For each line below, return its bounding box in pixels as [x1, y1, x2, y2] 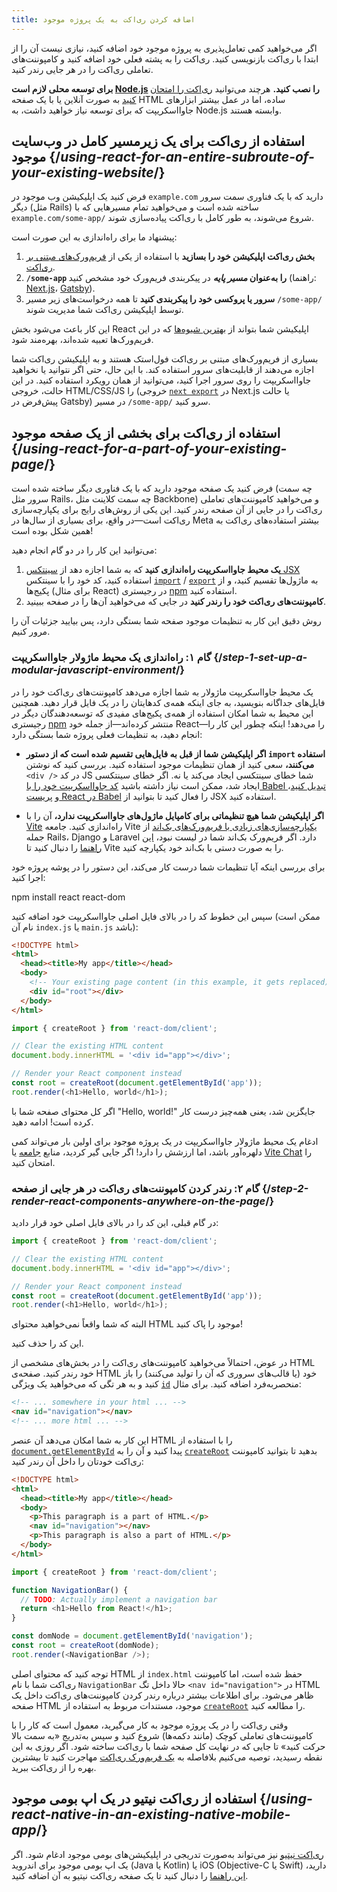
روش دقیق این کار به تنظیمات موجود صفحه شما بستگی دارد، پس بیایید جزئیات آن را [11, 615, 322, 627]
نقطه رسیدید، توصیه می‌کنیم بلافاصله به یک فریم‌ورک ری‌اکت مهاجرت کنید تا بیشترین [11, 1751, 323, 1763]
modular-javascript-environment [11, 663, 177, 677]
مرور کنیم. [11, 626, 51, 638]
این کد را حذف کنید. [11, 1337, 84, 1350]
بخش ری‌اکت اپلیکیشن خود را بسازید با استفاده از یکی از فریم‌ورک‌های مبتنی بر [25, 251, 316, 263]
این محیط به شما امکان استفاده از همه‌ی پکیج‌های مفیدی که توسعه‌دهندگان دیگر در [11, 707, 314, 719]
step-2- [270, 1181, 309, 1195]
